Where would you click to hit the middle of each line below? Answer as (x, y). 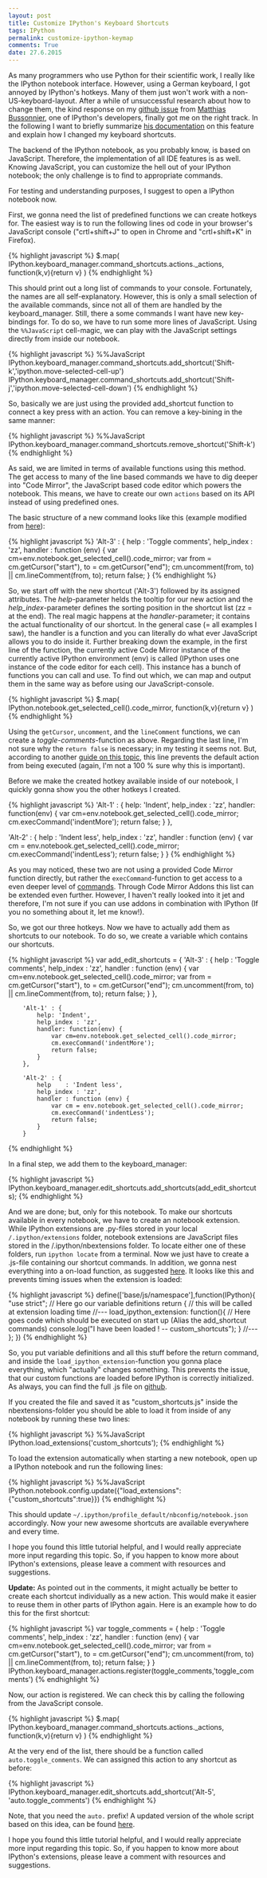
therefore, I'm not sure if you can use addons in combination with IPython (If (133, 904)
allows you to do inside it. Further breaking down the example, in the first (128, 641)
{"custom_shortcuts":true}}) (54, 1499)
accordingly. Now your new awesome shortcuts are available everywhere (129, 1523)
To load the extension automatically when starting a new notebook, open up (133, 1458)
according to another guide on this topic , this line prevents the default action (133, 757)
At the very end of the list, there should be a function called (106, 1751)
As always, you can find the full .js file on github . (88, 1386)
